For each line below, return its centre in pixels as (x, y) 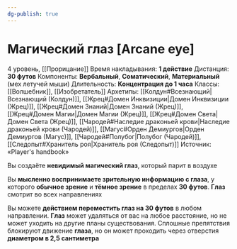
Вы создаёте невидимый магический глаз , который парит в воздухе (112, 165)
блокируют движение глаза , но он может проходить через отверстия (113, 231)
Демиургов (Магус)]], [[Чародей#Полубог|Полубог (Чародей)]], (104, 136)
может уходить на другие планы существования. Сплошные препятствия (118, 223)
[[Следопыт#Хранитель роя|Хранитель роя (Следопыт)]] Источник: (110, 144)
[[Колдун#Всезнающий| (176, 91)
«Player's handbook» (38, 151)
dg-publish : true (33, 14)
